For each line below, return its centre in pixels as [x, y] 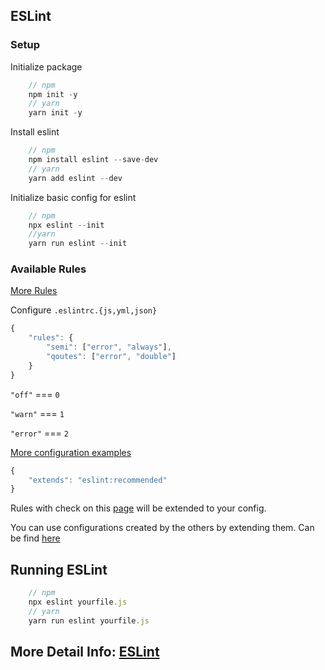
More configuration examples [71, 452]
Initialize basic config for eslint [73, 197]
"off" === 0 [35, 394]
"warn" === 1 [37, 413]
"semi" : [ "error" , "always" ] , [109, 347]
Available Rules [48, 269]
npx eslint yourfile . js [78, 602]
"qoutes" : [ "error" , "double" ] [111, 357]
